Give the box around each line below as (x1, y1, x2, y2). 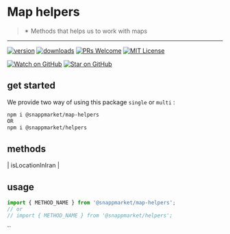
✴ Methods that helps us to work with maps (23, 27, 148, 35)
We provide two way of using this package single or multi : (7, 97, 176, 106)
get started (7, 80, 56, 91)
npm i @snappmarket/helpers (7, 124, 88, 131)
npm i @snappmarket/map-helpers (7, 111, 99, 118)
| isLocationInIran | (7, 161, 60, 169)
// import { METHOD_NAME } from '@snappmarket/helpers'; (7, 212, 173, 219)
